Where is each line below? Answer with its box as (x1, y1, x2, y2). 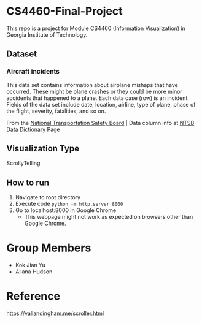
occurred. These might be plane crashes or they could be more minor (6, 88, 182, 95)
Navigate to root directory (15, 194, 81, 201)
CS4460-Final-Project (6, 4, 123, 18)
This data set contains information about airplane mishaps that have (6, 81, 178, 88)
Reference (6, 289, 60, 303)
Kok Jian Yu (15, 262, 46, 269)
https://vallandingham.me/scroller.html (6, 310, 104, 317)
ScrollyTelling (6, 159, 41, 167)
